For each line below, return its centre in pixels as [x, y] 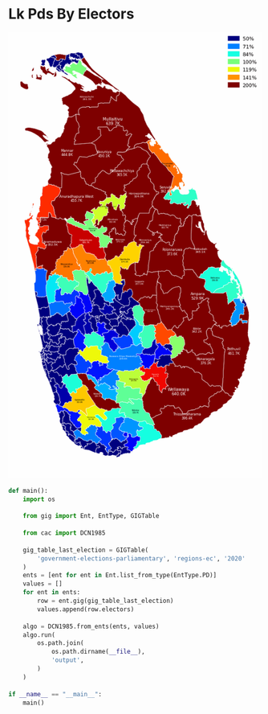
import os [39, 499]
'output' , [67, 660]
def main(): [28, 490]
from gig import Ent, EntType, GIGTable [91, 516]
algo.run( [39, 635]
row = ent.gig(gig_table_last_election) [106, 601]
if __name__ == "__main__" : [55, 694]
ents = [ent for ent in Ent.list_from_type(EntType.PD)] [120, 576]
